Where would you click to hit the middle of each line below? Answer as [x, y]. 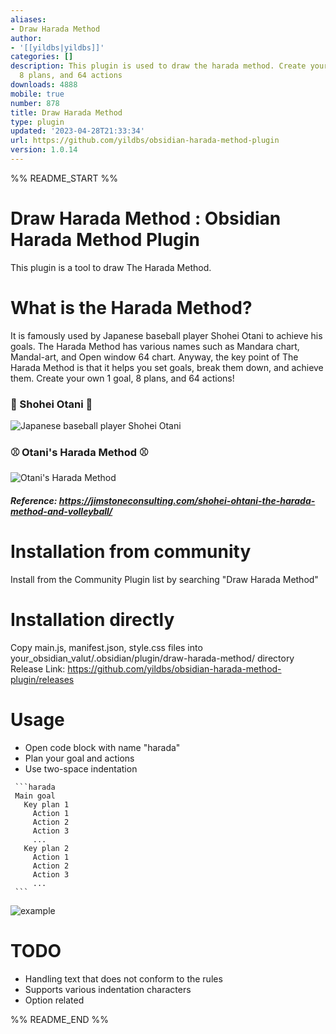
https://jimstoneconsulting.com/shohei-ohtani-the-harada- [187, 500]
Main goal [35, 796]
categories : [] [42, 57]
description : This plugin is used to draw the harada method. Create [158, 66]
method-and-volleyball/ [61, 511]
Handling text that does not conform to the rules [123, 978]
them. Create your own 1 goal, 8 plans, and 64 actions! [122, 378]
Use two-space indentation [81, 768]
